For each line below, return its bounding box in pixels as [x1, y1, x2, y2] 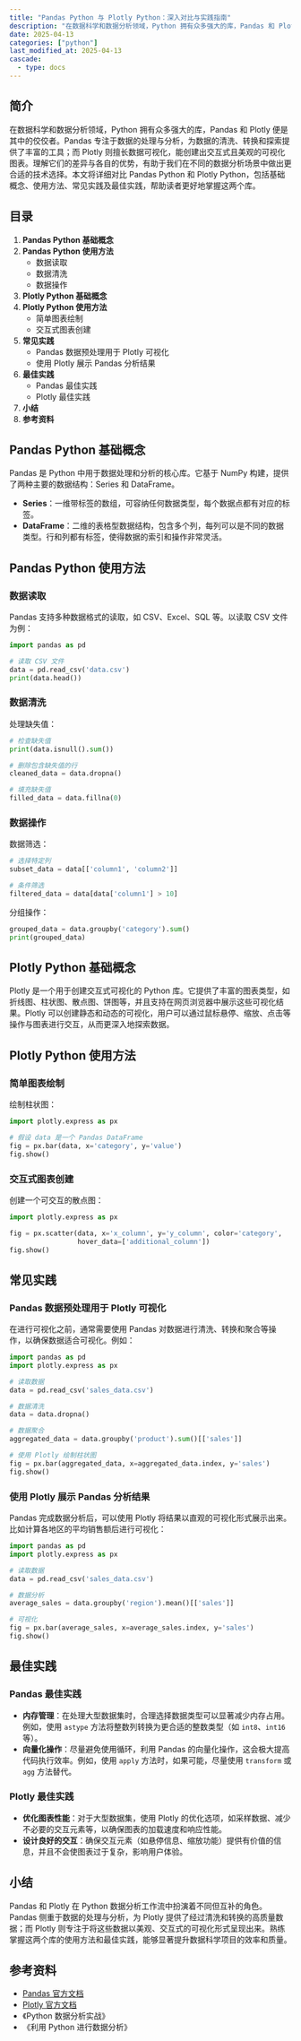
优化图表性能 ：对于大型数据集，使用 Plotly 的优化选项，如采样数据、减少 [21, 1812, 291, 1823]
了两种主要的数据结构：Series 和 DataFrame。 [9, 479, 180, 489]
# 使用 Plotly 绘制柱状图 [9, 1451, 97, 1460]
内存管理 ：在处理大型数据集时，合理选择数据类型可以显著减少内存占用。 [21, 1709, 289, 1721]
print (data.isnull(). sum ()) [9, 745, 115, 754]
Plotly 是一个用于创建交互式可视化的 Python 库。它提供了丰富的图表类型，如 [9, 985, 290, 996]
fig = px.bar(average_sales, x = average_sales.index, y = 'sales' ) [9, 1623, 254, 1632]
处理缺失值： [9, 718, 56, 729]
